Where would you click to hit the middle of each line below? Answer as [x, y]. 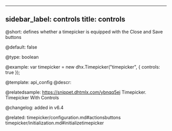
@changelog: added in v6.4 [35, 107]
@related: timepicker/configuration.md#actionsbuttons [63, 117]
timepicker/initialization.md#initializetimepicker [55, 123]
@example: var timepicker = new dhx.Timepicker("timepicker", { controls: [83, 67]
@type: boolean [22, 57]
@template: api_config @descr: [38, 82]
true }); [13, 72]
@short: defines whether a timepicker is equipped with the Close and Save [84, 32]
